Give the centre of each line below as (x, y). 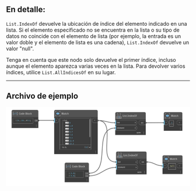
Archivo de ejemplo (42, 96)
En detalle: (26, 10)
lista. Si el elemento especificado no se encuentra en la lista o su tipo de (93, 30)
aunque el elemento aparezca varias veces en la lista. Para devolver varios (96, 66)
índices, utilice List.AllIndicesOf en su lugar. (61, 72)
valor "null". (20, 48)
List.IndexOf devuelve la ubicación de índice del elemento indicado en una (97, 23)
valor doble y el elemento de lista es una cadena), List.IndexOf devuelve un (98, 42)
